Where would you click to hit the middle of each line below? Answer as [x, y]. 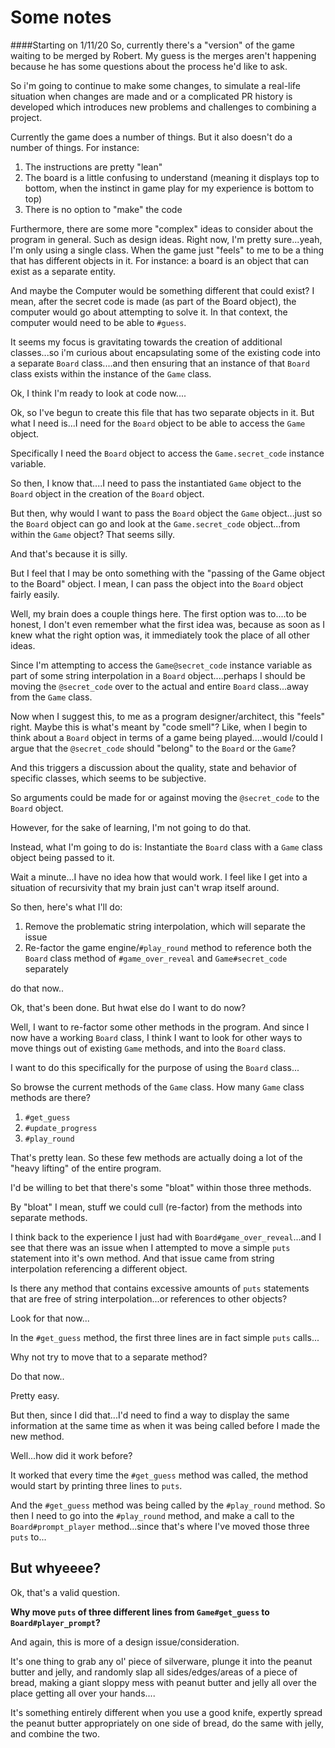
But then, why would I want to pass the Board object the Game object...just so [166, 513]
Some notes [61, 17]
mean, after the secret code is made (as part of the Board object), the [153, 301]
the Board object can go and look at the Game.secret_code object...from [155, 523]
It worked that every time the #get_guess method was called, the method [159, 1475]
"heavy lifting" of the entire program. [86, 1168]
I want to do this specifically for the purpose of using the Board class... [155, 1067]
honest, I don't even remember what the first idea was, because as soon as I [167, 624]
